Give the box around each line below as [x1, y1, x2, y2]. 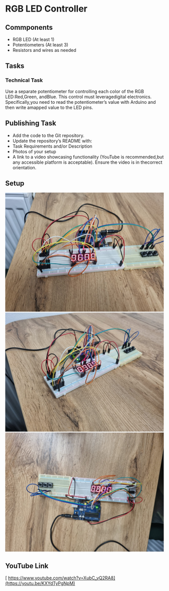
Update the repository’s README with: [12, 138, 92, 144]
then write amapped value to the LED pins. [5, 104, 94, 110]
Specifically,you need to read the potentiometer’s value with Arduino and [5, 99, 156, 105]
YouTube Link [5, 561, 49, 570]
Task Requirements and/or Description [12, 143, 93, 149]
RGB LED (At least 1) [12, 36, 54, 42]
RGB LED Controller [5, 3, 88, 15]
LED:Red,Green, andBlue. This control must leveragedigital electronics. [5, 94, 152, 100]
